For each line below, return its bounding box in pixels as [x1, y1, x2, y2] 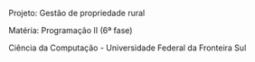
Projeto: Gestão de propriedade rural [8, 8, 146, 18]
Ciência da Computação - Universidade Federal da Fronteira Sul [8, 42, 247, 53]
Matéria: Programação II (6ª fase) [8, 25, 133, 35]
